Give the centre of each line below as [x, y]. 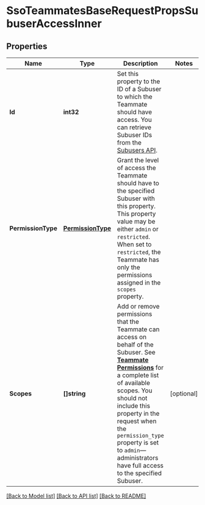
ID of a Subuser [139, 89]
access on [132, 337]
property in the [138, 413]
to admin [128, 450]
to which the [135, 97]
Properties [27, 46]
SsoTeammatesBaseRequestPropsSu [103, 11]
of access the [136, 168]
